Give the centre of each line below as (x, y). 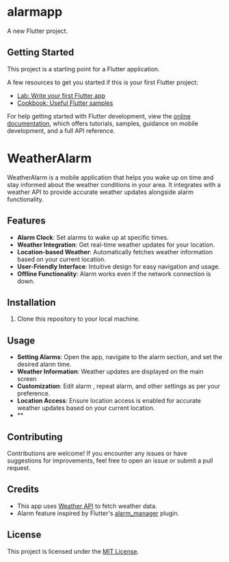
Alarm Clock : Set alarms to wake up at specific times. (93, 237)
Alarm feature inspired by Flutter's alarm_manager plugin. (98, 513)
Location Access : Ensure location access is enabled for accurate (109, 401)
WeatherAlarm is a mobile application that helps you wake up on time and (110, 177)
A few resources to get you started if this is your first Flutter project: (103, 82)
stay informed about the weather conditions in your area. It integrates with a (114, 184)
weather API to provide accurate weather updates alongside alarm (100, 192)
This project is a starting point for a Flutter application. (83, 69)
